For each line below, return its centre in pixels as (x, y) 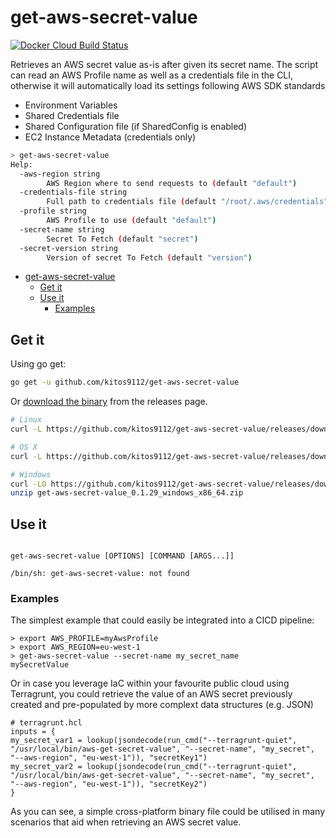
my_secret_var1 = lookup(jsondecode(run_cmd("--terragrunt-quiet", (154, 741)
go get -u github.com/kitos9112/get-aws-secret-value (125, 382)
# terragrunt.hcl (46, 723)
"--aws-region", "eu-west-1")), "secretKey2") (109, 784)
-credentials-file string (73, 192)
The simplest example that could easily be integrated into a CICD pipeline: (162, 620)
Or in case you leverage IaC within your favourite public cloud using (150, 683)
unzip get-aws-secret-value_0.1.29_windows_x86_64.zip (127, 493)
